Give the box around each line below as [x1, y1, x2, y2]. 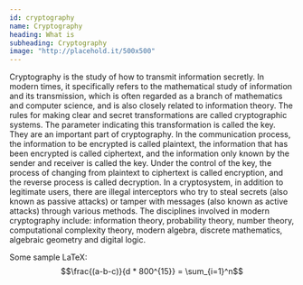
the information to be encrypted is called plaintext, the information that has [9, 139, 289, 150]
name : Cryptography [9, 22, 83, 31]
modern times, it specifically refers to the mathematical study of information [9, 81, 292, 92]
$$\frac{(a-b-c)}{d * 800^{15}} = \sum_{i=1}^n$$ [60, 266, 244, 277]
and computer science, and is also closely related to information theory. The [9, 100, 294, 111]
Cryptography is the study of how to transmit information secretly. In [9, 71, 265, 82]
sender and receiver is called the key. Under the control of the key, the [9, 158, 272, 169]
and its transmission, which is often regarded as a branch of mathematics [9, 91, 283, 102]
